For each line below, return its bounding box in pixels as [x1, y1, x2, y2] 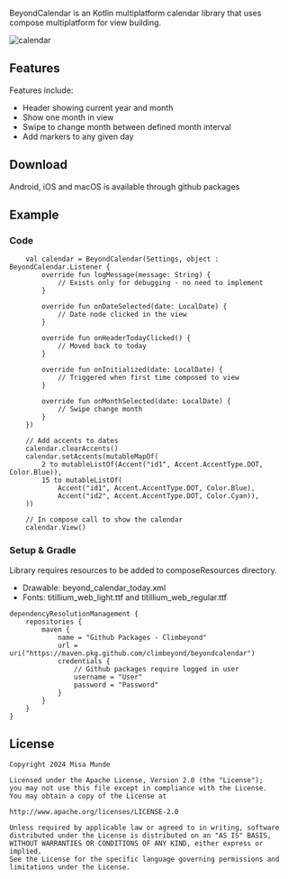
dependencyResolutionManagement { [9, 609, 139, 618]
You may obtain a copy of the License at [9, 791, 167, 801]
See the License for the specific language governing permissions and [9, 855, 280, 865]
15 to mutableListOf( [41, 476, 123, 486]
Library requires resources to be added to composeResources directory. [9, 564, 277, 576]
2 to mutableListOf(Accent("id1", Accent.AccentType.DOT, [41, 460, 264, 469]
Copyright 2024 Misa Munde [9, 760, 111, 770]
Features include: [9, 85, 74, 96]
